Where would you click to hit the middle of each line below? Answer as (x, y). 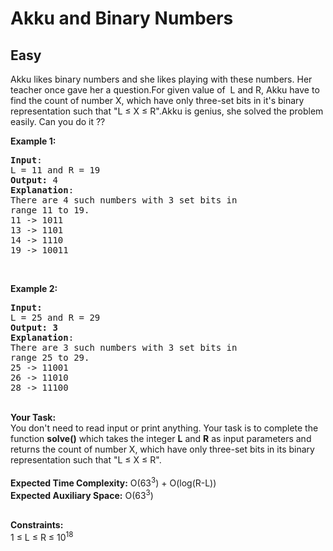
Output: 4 (34, 180)
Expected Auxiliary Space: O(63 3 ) (82, 494)
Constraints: (37, 525)
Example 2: (34, 288)
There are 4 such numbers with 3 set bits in (124, 200)
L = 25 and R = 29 (55, 317)
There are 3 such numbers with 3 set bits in (124, 347)
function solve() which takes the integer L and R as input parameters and (161, 438)
